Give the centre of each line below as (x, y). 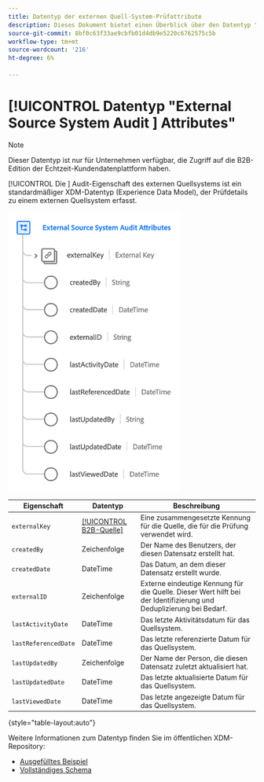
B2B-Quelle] (102, 530)
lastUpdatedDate (38, 682)
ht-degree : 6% (31, 58)
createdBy (27, 550)
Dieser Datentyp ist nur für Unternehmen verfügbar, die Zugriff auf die (122, 160)
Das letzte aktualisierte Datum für (194, 677)
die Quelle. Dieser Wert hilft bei (191, 592)
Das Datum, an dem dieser (183, 564)
